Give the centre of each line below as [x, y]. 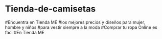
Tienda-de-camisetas [50, 9]
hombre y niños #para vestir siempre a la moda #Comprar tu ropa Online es [81, 27]
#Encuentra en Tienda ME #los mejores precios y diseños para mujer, [75, 22]
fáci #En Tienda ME [25, 32]
